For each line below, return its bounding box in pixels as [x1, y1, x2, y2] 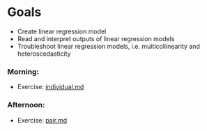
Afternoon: [7, 100, 45, 110]
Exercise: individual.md [17, 83, 84, 91]
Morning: [7, 67, 40, 77]
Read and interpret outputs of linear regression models [17, 34, 175, 43]
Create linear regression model [17, 27, 107, 36]
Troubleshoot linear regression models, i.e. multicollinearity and [17, 42, 200, 50]
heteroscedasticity [17, 49, 71, 58]
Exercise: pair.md [17, 116, 68, 124]
